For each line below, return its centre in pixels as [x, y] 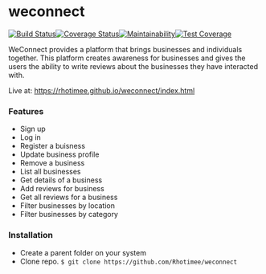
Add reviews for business [62, 189]
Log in [31, 137]
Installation [31, 235]
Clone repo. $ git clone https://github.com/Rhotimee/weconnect [129, 261]
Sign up [33, 129]
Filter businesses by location [67, 206]
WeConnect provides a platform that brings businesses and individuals [125, 49]
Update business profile [59, 154]
